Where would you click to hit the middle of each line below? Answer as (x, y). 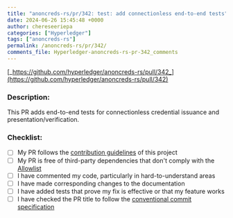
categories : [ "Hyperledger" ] (49, 33)
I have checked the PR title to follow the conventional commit (104, 199)
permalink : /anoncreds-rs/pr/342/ (57, 46)
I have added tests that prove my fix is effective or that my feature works (121, 191)
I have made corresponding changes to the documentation (101, 183)
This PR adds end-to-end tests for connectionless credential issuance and (113, 112)
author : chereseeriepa (40, 26)
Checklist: (25, 138)
